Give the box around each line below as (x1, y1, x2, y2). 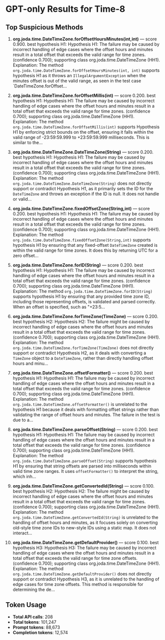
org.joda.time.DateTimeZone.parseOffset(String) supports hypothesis (12, 458, 157, 464)
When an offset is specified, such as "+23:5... (12, 304, 105, 310)
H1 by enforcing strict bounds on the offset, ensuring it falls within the (12, 129, 154, 135)
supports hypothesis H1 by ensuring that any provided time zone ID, (12, 293, 150, 299)
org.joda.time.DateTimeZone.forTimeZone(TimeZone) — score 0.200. (12, 314, 159, 319)
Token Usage (5, 601, 47, 609)
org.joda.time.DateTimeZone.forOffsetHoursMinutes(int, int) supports (12, 67, 160, 73)
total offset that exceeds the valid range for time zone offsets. (12, 555, 138, 561)
